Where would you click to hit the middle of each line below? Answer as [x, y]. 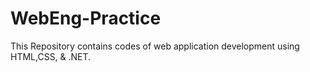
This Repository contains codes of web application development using [155, 46]
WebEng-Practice [86, 18]
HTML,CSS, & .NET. [51, 56]
